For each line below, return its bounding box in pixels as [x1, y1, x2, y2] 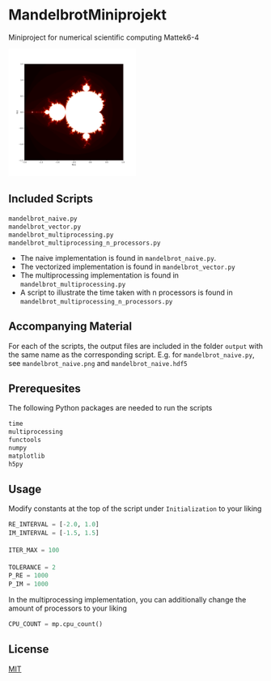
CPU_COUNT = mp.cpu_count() [8, 620, 104, 628]
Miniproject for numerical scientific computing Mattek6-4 [8, 32, 200, 42]
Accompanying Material [8, 320, 132, 334]
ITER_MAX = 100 [8, 546, 60, 554]
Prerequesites [8, 381, 81, 395]
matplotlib [8, 452, 45, 461]
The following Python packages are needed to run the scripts [8, 403, 213, 413]
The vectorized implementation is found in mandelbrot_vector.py [19, 262, 236, 271]
